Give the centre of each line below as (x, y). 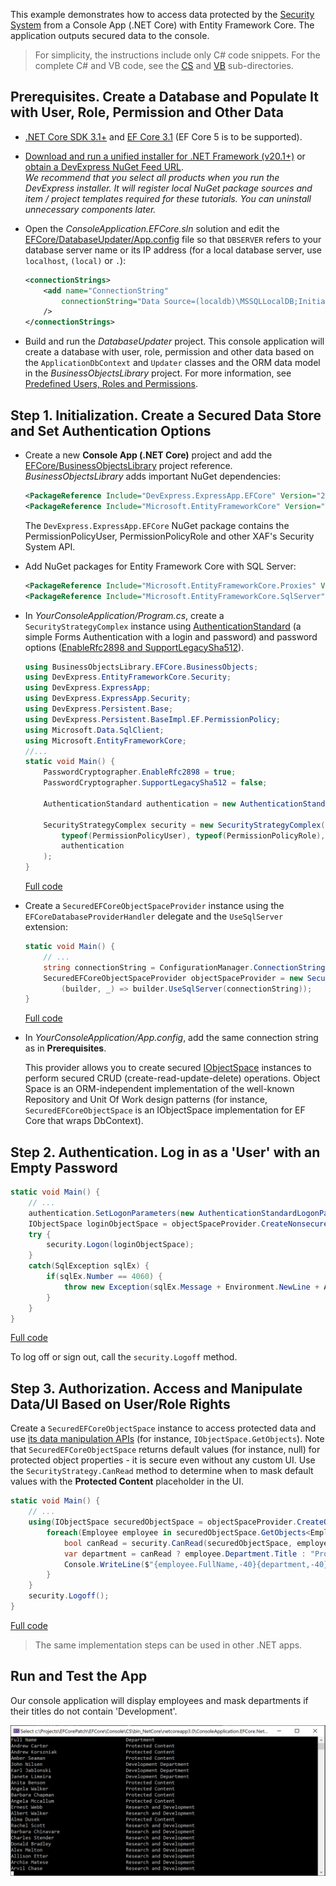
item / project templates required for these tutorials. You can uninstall (168, 198)
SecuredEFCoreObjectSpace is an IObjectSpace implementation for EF (165, 1110)
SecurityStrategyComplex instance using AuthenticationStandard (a (163, 626)
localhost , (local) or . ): (75, 260)
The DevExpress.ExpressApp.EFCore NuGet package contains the (157, 525)
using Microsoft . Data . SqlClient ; (94, 730)
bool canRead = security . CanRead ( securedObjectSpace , (178, 1543)
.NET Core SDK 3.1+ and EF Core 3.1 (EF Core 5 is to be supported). (163, 136)
